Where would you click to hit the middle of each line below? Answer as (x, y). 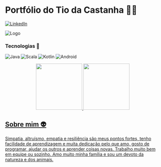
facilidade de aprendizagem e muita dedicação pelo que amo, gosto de (77, 144)
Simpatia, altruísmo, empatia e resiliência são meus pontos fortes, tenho (78, 139)
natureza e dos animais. (29, 160)
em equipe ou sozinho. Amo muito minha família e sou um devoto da (74, 154)
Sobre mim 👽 (26, 124)
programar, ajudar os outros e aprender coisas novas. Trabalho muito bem (80, 149)
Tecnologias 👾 (22, 46)
